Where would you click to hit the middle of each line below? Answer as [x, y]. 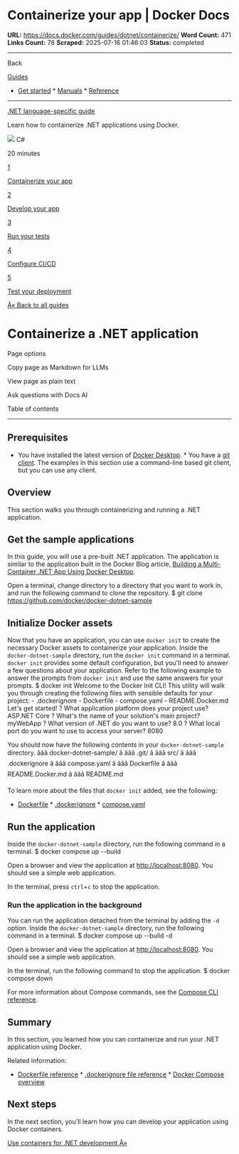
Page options [27, 353]
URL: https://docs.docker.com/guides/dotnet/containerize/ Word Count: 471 [119, 35]
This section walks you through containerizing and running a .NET [104, 510]
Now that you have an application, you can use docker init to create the [114, 640]
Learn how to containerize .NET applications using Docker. [93, 125]
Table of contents [33, 409]
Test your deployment [39, 291]
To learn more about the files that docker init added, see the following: [112, 791]
